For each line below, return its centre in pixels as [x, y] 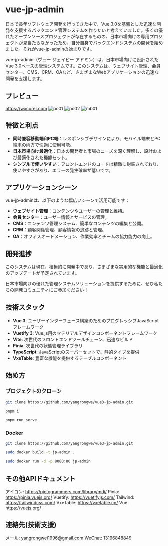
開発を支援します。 [25, 79]
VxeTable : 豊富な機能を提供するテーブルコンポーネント [69, 358]
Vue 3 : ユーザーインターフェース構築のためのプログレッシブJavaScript [86, 320]
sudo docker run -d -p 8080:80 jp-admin [48, 461]
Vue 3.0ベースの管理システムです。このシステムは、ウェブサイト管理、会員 [83, 66]
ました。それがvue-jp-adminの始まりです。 [50, 49]
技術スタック [25, 307]
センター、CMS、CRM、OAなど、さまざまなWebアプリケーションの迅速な [82, 72]
